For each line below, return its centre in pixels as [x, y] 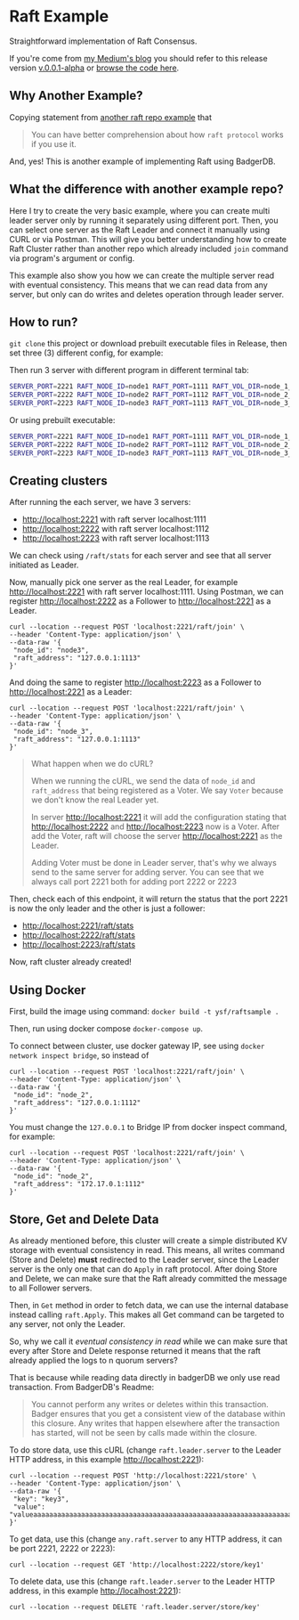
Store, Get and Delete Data [84, 1219]
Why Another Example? [77, 96]
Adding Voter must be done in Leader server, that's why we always [154, 863]
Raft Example [59, 16]
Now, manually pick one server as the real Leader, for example [124, 582]
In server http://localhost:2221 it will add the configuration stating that [159, 818]
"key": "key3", [41, 1499]
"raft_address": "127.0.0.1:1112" [77, 1103]
